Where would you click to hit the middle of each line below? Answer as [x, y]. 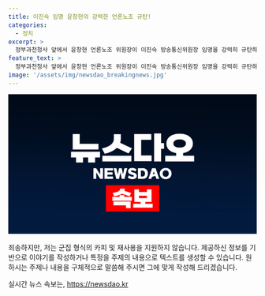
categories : [28, 25]
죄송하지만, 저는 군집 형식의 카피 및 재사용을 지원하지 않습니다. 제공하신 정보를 [128, 248]
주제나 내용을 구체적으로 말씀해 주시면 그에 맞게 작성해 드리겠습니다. [133, 268]
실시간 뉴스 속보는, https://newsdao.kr [68, 284]
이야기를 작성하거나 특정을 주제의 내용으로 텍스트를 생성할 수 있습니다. [136, 257]
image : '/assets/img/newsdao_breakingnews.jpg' [88, 75]
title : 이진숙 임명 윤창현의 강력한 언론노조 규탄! [80, 17]
